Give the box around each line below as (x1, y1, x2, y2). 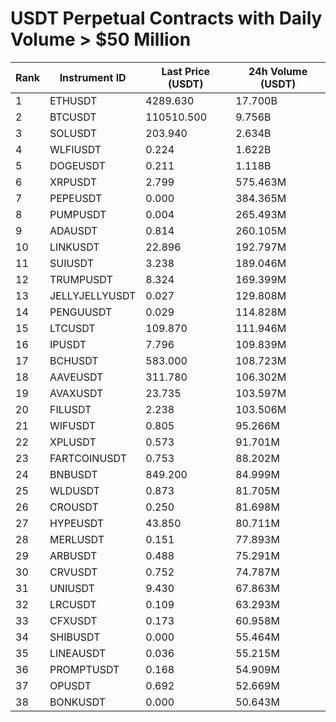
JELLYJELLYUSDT (49, 288, 137, 302)
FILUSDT (49, 402, 92, 416)
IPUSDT (49, 337, 87, 351)
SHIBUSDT (49, 630, 101, 644)
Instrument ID (59, 70, 127, 84)
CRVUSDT (49, 565, 98, 579)
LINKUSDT (49, 240, 100, 254)
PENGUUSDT (49, 305, 113, 319)
